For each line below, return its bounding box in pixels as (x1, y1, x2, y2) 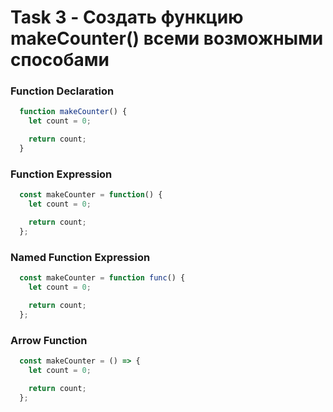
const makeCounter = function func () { (19, 273, 186, 283)
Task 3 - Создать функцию (10, 6, 244, 29)
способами (10, 49, 110, 71)
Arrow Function (10, 333, 88, 347)
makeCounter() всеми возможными (10, 27, 324, 50)
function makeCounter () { (19, 107, 128, 117)
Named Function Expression (10, 250, 151, 264)
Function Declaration (10, 84, 115, 98)
